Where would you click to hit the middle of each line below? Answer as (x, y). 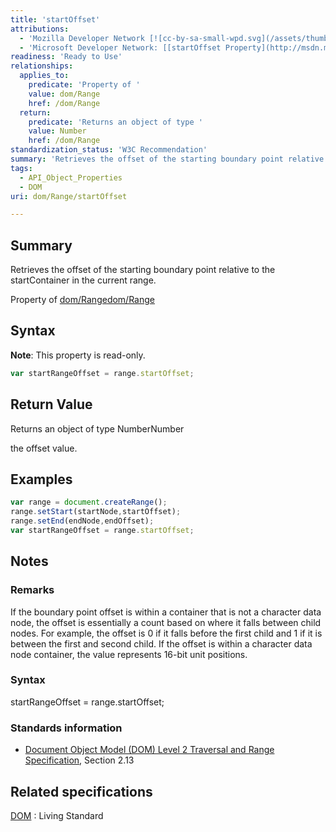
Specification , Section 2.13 (79, 760)
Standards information (66, 728)
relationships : (42, 66)
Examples (41, 479)
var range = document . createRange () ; (89, 502)
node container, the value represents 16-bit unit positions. (129, 654)
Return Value (51, 404)
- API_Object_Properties (71, 177)
